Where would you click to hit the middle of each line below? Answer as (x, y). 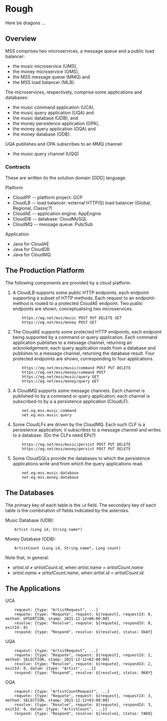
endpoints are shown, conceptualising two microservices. (73, 309)
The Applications (33, 589)
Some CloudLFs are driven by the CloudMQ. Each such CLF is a (79, 424)
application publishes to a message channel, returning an (72, 343)
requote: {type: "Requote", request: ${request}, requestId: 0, (83, 614)
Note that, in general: (27, 558)
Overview (21, 39)
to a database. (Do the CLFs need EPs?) (54, 435)
